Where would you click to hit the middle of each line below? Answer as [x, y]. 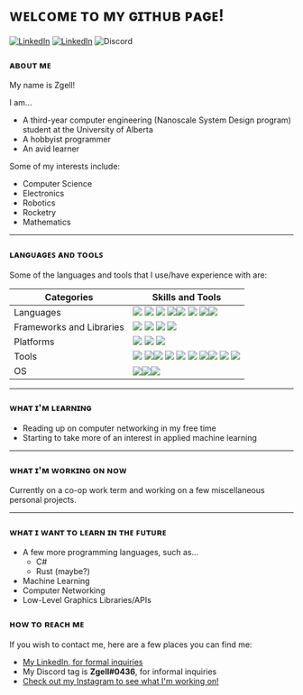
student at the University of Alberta [87, 130]
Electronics [43, 194]
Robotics [39, 203]
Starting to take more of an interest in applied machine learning [139, 437]
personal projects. [43, 500]
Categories [69, 297]
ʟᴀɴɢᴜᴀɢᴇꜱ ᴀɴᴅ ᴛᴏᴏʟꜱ [56, 254]
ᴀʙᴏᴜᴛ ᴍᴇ [30, 65]
